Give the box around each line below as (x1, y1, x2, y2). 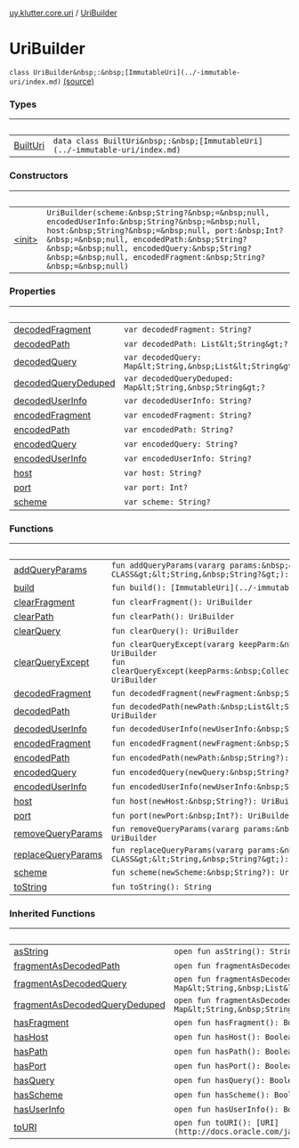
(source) (63, 76, 95, 86)
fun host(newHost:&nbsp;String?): (110, 796, 258, 806)
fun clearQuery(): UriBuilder (110, 627, 239, 636)
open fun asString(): (174, 947, 265, 957)
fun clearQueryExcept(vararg (110, 640, 235, 650)
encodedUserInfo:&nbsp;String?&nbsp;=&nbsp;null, (46, 216, 261, 226)
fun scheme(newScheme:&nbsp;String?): (110, 868, 276, 877)
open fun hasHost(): (174, 1032, 261, 1042)
